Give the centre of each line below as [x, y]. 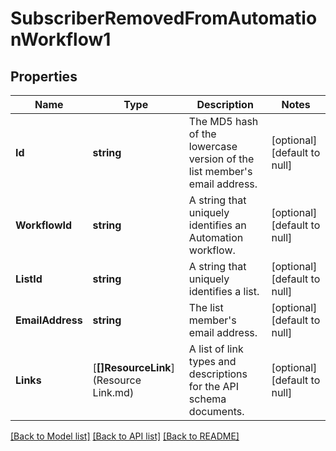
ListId [29, 279]
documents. [216, 411]
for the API [214, 386]
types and [212, 361]
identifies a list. [224, 291]
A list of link [216, 349]
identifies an [217, 225]
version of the [221, 159]
